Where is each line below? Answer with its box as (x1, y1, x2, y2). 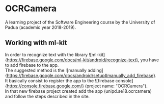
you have (140, 57, 159, 63)
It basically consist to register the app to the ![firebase (5, 78, 114, 83)
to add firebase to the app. (5, 62, 59, 68)
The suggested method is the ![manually (5, 67, 87, 73)
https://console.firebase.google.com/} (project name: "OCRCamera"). (6, 83, 148, 89)
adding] (87, 67, 104, 73)
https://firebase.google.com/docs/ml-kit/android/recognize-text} (6, 57, 138, 63)
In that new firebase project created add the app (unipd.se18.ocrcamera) (5, 88, 152, 94)
